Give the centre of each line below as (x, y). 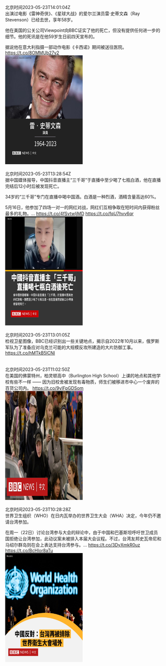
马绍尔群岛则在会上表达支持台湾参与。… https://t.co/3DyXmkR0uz (73, 545)
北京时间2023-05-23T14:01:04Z (38, 7)
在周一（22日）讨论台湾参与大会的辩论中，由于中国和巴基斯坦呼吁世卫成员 (82, 532)
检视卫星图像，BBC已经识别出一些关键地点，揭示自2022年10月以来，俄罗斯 (82, 341)
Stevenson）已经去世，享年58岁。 (40, 20)
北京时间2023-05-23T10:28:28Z (38, 509)
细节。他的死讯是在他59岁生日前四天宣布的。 (51, 37)
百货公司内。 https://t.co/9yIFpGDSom (44, 388)
